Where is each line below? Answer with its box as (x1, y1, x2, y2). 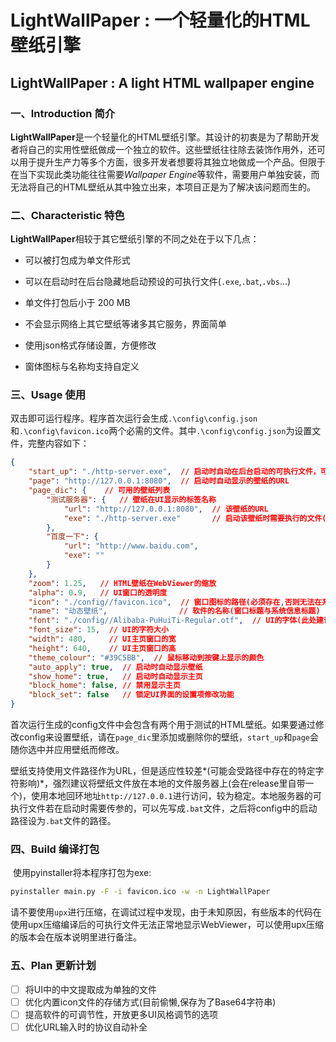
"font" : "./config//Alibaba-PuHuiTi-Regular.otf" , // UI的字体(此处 (28, 616, 317, 626)
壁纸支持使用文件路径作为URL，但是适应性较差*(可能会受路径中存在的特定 (10, 765, 316, 777)
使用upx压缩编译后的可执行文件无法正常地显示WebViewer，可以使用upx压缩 (10, 919, 325, 931)
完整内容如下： (27, 437, 90, 450)
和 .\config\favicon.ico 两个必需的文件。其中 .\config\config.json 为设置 (10, 425, 313, 437)
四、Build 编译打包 (10, 842, 100, 856)
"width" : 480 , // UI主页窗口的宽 (28, 634, 177, 645)
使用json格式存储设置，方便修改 (24, 339, 157, 351)
